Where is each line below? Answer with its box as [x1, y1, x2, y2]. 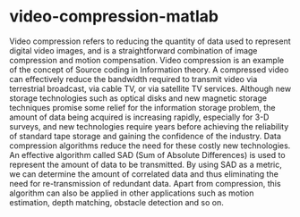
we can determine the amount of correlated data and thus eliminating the [9, 168, 279, 179]
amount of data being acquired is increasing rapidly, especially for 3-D [9, 112, 270, 122]
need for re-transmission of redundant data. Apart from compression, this [9, 178, 281, 188]
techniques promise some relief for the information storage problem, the [9, 102, 276, 113]
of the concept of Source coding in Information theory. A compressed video [9, 64, 289, 75]
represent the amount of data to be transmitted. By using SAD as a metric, [9, 159, 282, 170]
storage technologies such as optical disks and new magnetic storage [9, 92, 267, 104]
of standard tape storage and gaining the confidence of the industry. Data [9, 130, 282, 141]
